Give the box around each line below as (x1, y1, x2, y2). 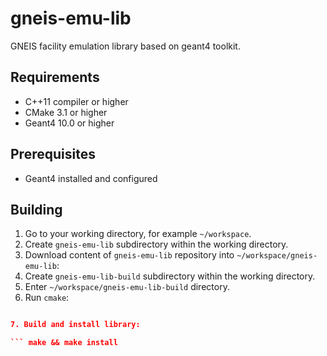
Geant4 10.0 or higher (24, 117, 115, 129)
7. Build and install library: (10, 320, 141, 330)
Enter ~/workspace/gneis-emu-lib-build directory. (24, 281, 230, 293)
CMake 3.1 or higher (24, 106, 108, 118)
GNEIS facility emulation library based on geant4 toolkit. (10, 40, 241, 52)
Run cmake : (24, 292, 70, 304)
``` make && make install (10, 338, 118, 348)
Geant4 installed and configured (24, 172, 158, 184)
